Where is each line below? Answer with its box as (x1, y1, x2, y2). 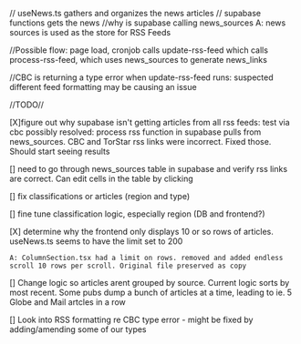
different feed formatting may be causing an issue (9, 82, 198, 92)
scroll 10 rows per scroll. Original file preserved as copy (9, 261, 247, 270)
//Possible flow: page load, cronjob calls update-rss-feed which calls (9, 45, 269, 56)
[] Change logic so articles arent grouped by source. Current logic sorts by (9, 278, 290, 288)
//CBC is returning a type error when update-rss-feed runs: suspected (9, 72, 274, 83)
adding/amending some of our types (9, 324, 148, 335)
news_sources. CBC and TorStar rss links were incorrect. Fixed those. (9, 137, 272, 147)
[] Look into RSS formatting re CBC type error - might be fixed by (9, 314, 254, 325)
